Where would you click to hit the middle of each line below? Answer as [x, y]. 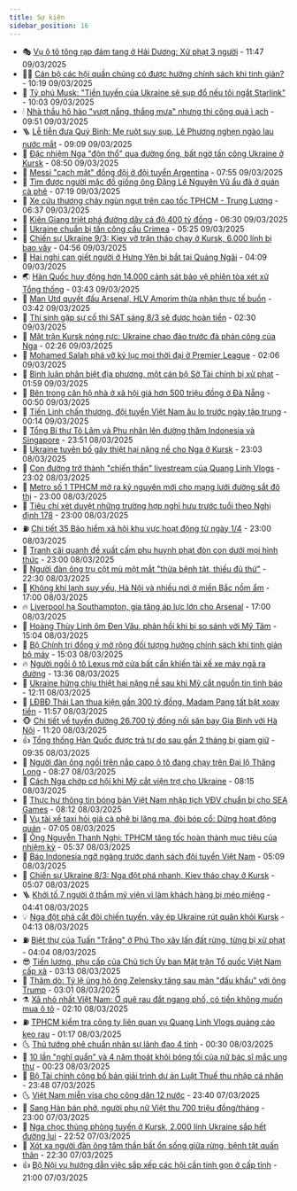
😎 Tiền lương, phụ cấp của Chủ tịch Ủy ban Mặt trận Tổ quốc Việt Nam [152, 961]
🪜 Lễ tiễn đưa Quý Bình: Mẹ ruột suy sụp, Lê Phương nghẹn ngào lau [148, 131]
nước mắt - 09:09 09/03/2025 [77, 144]
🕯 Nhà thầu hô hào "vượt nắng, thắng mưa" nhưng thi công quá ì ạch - [148, 111]
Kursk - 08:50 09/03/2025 [70, 163]
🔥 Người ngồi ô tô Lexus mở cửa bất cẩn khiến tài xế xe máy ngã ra [144, 663]
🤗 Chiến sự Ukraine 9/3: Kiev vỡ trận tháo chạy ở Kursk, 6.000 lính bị [147, 238]
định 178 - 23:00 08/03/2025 [75, 515]
